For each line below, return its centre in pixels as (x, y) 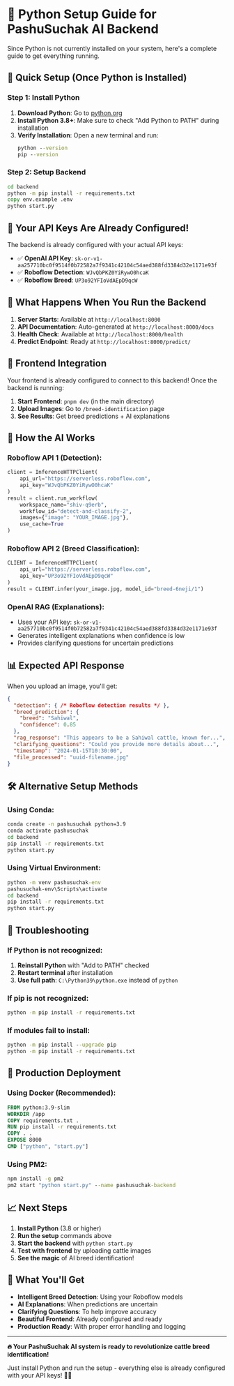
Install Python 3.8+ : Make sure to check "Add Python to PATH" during (118, 120)
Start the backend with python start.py (75, 1243)
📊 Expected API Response (66, 666)
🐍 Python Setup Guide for (82, 14)
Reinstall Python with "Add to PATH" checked (83, 965)
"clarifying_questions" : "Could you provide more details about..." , (116, 744)
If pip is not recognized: (48, 998)
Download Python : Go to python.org (70, 113)
